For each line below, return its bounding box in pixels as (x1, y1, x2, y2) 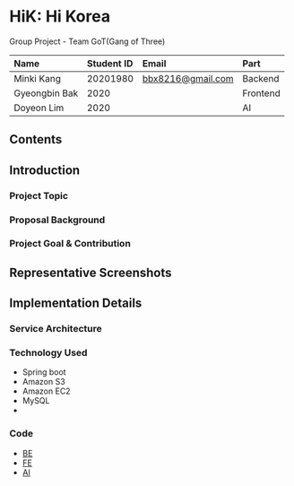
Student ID (86, 56, 134, 69)
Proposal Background (9, 213, 106, 226)
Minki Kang (13, 72, 61, 84)
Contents (9, 132, 63, 147)
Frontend (242, 87, 281, 100)
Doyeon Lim (13, 101, 65, 114)
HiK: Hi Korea (9, 6, 110, 27)
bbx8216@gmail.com (142, 72, 234, 84)
